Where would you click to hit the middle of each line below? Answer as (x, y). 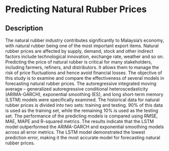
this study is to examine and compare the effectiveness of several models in (85, 78)
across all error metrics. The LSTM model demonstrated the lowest (75, 132)
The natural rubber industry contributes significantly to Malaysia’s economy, (85, 40)
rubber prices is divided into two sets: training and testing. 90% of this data (84, 105)
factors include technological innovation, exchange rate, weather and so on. (84, 56)
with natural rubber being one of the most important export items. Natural (82, 46)
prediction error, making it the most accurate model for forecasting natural (83, 138)
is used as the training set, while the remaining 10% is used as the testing (82, 111)
